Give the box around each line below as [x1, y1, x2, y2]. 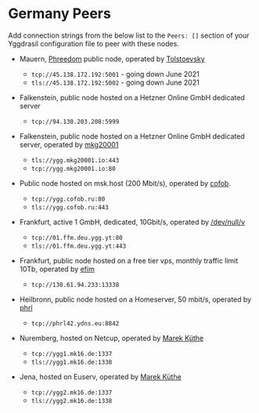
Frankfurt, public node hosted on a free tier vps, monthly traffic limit [19, 255, 239, 265]
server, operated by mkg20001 [19, 139, 119, 149]
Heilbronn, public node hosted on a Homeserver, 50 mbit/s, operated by [19, 295, 252, 304]
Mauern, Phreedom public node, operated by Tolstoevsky [19, 54, 205, 63]
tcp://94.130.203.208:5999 [31, 118, 120, 125]
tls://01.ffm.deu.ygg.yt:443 [31, 242, 127, 250]
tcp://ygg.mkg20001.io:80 [31, 165, 116, 172]
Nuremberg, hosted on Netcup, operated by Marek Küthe [19, 333, 204, 342]
